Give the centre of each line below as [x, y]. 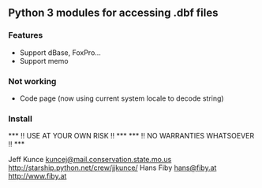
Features [26, 35]
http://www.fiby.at [37, 176]
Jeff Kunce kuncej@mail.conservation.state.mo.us [90, 160]
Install [21, 119]
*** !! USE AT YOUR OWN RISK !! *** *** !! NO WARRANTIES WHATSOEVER [131, 136]
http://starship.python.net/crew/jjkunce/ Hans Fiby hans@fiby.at [112, 168]
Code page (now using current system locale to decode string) [122, 98]
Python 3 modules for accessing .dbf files [113, 13]
